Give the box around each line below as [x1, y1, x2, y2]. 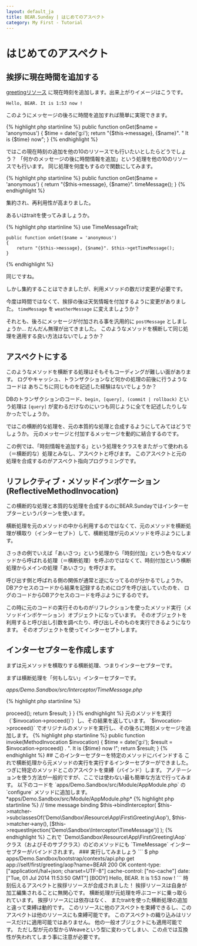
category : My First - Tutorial [6, 19, 83, 25]
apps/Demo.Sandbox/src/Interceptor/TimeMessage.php [6, 686, 143, 693]
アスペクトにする [6, 351, 68, 361]
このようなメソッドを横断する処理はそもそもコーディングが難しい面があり [6, 368, 186, 375]
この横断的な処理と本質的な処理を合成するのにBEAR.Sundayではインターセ [6, 502, 189, 509]
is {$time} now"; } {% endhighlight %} [6, 136, 98, 143]
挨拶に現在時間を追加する [6, 72, 99, 82]
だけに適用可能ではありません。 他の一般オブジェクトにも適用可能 [16, 918, 178, 925]
